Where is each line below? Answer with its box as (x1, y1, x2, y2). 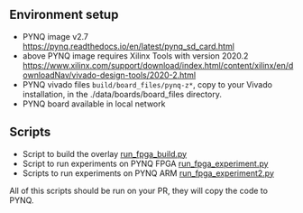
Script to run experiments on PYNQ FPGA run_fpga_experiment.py (22, 158, 269, 169)
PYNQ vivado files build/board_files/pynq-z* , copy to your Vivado (22, 79, 273, 89)
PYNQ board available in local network (22, 98, 166, 109)
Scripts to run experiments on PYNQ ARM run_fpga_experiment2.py (22, 167, 275, 179)
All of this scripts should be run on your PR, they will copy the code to (9, 185, 269, 196)
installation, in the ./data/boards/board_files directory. (22, 88, 223, 99)
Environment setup (9, 7, 119, 23)
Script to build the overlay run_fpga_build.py (22, 148, 188, 159)
